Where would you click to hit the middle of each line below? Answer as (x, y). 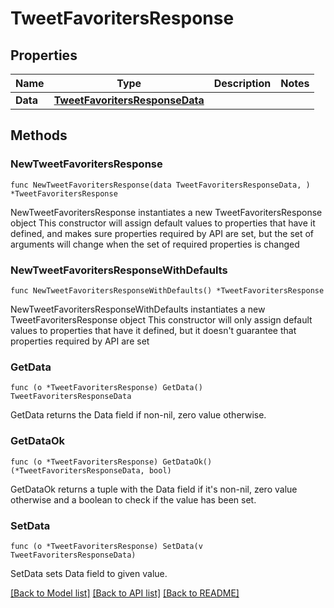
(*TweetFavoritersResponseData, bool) (91, 470)
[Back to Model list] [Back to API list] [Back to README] (125, 593)
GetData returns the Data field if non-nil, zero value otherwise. (138, 415)
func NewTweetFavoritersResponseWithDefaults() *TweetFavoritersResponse (167, 290)
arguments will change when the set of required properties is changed (155, 244)
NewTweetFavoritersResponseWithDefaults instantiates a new (138, 309)
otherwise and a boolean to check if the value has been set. (133, 499)
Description (242, 83)
